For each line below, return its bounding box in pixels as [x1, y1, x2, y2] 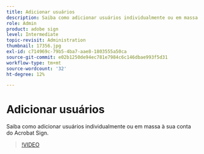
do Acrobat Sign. [6, 129, 49, 137]
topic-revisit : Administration [6, 37, 86, 43]
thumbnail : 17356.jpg [6, 43, 62, 49]
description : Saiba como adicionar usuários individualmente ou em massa [6, 15, 199, 21]
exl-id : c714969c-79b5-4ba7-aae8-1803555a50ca [6, 49, 127, 55]
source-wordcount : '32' [6, 65, 67, 72]
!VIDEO [21, 141, 40, 149]
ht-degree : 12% [6, 71, 45, 77]
